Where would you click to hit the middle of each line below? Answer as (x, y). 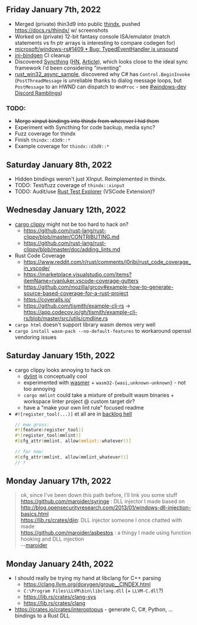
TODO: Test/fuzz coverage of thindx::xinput (70, 185)
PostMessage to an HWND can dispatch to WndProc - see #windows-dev (101, 86)
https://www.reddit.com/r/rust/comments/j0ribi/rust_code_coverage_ (107, 261)
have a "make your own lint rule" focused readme (84, 407)
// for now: (29, 452)
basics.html (35, 514)
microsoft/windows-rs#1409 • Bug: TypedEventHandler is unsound (96, 49)
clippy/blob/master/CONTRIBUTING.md (71, 237)
